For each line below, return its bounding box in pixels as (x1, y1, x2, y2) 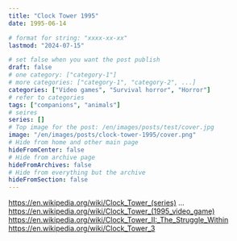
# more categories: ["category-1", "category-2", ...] (8, 78, 197, 86)
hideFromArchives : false (8, 160, 92, 169)
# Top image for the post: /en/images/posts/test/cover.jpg (8, 123, 215, 131)
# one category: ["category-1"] (8, 71, 117, 79)
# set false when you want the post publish (8, 56, 160, 64)
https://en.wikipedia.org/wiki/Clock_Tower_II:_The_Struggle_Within (8, 215, 229, 225)
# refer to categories (8, 93, 85, 102)
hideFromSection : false (8, 176, 89, 184)
